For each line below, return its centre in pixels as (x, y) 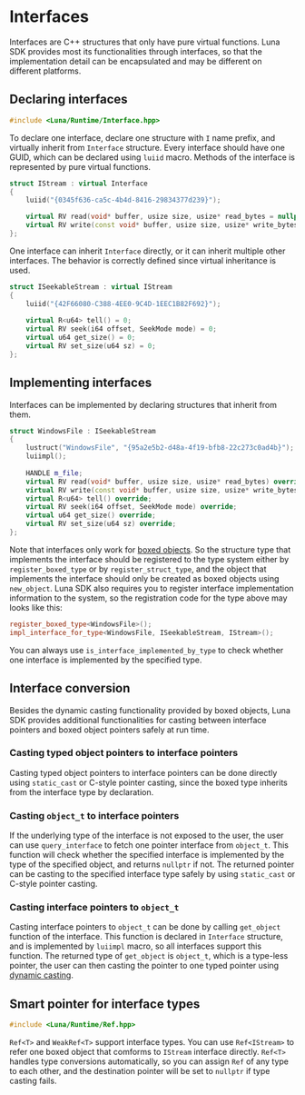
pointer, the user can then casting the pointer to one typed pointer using (144, 966)
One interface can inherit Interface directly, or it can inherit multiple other (148, 251)
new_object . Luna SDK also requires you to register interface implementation (152, 588)
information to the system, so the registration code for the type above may (148, 598)
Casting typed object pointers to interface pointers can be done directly (143, 772)
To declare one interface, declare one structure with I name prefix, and (143, 137)
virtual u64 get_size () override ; (91, 515)
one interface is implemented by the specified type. (106, 660)
